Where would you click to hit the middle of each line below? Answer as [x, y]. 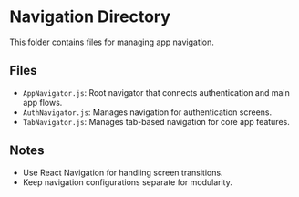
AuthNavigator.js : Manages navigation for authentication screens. [147, 112]
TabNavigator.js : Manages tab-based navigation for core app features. [156, 121]
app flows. [42, 102]
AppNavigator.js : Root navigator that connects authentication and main [156, 92]
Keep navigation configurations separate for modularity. [127, 182]
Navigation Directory [90, 17]
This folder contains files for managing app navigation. [112, 42]
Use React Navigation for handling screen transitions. [123, 172]
